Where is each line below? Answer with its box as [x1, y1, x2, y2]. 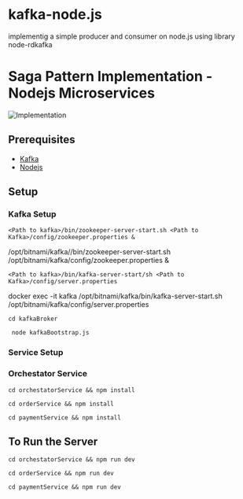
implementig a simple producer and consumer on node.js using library [8, 31, 236, 41]
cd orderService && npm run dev [8, 470, 114, 478]
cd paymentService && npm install [8, 413, 122, 422]
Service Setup [8, 347, 64, 358]
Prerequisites [8, 133, 75, 146]
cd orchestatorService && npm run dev [8, 456, 135, 464]
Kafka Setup [8, 209, 57, 220]
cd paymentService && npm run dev [8, 483, 122, 491]
